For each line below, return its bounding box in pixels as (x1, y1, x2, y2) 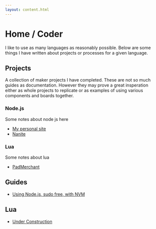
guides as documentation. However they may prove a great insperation (5, 82, 149, 88)
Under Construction (12, 218, 52, 224)
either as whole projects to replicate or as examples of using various (5, 87, 143, 93)
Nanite (12, 131, 26, 137)
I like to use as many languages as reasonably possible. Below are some (5, 45, 151, 51)
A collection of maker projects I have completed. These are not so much (5, 77, 151, 83)
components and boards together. (5, 93, 74, 99)
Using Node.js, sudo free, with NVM (12, 191, 85, 197)
